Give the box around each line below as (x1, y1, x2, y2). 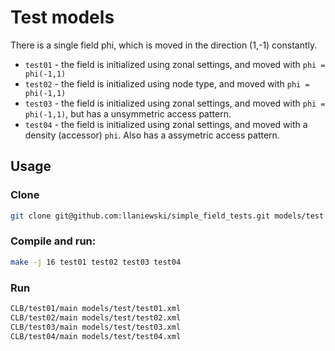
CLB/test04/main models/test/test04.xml (10, 331, 182, 341)
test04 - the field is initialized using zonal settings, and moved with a (24, 118, 308, 130)
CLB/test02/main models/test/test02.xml (10, 312, 182, 323)
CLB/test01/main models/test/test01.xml (10, 303, 182, 313)
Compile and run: (10, 234, 97, 248)
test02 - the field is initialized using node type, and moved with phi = (24, 77, 310, 90)
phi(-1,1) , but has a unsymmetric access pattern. (24, 107, 232, 120)
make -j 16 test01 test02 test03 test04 (10, 257, 182, 267)
